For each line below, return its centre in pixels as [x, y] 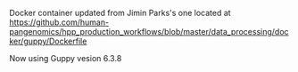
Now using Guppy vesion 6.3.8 [66, 58]
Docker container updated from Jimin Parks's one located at [120, 13]
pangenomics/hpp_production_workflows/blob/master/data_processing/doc [149, 32]
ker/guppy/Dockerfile [48, 41]
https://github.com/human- [59, 22]
